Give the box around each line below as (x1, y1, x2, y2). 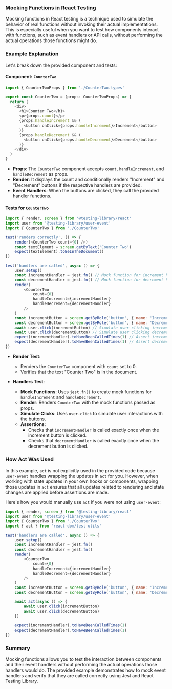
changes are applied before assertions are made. (5, 489, 109, 496)
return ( (10, 99, 29, 104)
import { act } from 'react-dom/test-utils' (5, 523, 102, 529)
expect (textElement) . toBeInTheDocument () (14, 249, 104, 254)
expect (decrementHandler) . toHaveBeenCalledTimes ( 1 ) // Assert (14, 339, 150, 344)
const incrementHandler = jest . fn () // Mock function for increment (14, 272, 164, 278)
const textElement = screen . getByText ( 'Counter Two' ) (14, 244, 132, 250)
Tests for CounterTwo (5, 205, 49, 211)
